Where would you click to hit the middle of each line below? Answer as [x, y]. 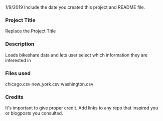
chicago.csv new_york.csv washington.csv [49, 84]
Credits [14, 97]
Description [20, 44]
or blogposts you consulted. [34, 113]
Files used [18, 73]
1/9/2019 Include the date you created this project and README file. [75, 7]
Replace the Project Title [31, 31]
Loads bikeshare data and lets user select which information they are [76, 55]
